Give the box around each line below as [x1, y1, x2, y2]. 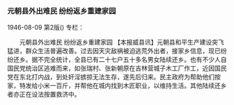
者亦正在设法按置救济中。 [7, 90, 81, 99]
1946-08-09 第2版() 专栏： [7, 23, 85, 32]
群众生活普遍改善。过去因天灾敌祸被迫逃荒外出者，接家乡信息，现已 [25, 47, 221, 55]
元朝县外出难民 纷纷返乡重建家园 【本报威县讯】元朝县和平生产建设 [19, 38, 212, 47]
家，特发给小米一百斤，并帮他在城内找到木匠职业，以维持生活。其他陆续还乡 [7, 81, 227, 90]
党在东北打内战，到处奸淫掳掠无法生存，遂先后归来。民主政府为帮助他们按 [7, 73, 221, 81]
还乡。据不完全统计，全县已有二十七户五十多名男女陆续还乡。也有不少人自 [13, 56, 227, 64]
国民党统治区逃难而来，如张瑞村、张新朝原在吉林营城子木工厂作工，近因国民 [7, 64, 227, 72]
